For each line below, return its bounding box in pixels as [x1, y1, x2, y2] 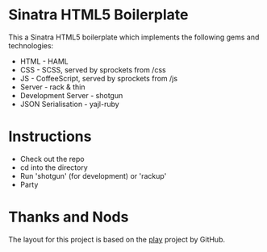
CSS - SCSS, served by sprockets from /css [19, 64, 167, 74]
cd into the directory [19, 163, 89, 172]
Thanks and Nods [8, 208, 129, 226]
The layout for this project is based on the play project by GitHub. [8, 234, 226, 244]
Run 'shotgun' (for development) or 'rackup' [19, 171, 167, 180]
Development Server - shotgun [19, 90, 123, 100]
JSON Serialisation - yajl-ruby [19, 99, 119, 109]
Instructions [8, 127, 92, 146]
